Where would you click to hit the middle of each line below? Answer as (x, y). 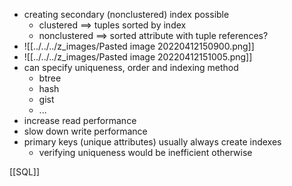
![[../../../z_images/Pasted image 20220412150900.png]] (139, 46)
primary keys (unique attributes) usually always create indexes (152, 142)
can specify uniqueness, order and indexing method (131, 67)
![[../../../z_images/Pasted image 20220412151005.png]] (138, 57)
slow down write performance (85, 131)
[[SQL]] (25, 172)
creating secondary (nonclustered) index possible (126, 14)
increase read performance (80, 120)
